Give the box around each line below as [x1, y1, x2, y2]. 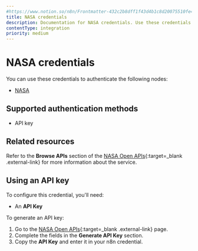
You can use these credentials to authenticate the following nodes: [6, 75, 168, 82]
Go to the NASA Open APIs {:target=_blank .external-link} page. [14, 225, 169, 233]
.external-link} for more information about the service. [6, 158, 137, 166]
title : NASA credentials [6, 14, 67, 20]
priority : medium [6, 31, 49, 37]
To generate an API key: [6, 214, 64, 221]
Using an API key [6, 176, 70, 186]
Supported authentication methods [6, 104, 138, 114]
